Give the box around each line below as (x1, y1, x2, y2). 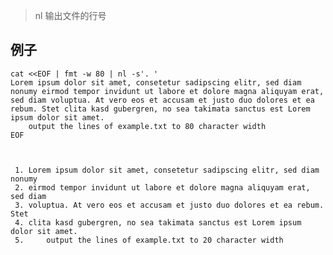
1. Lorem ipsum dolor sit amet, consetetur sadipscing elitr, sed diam (14, 165, 320, 175)
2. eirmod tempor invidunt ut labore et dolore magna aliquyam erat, (14, 182, 311, 193)
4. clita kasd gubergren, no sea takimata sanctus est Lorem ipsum (14, 217, 302, 228)
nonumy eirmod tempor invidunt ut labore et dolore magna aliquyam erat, (10, 86, 325, 96)
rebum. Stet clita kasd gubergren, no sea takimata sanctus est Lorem (10, 104, 311, 114)
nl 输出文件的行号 (34, 10, 107, 21)
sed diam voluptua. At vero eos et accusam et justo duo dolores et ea (10, 95, 315, 105)
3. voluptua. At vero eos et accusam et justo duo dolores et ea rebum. (14, 200, 325, 210)
